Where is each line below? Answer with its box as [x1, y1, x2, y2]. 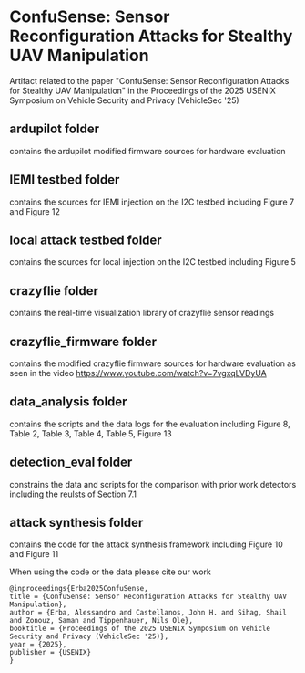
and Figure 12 [9, 205, 61, 216]
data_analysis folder [9, 394, 127, 410]
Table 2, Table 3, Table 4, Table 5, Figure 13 [9, 427, 172, 439]
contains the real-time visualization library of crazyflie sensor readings [9, 308, 275, 319]
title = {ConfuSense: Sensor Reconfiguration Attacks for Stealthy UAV [9, 592, 287, 602]
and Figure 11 [9, 549, 59, 560]
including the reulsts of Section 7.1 [9, 489, 137, 499]
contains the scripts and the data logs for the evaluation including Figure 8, [9, 418, 290, 429]
